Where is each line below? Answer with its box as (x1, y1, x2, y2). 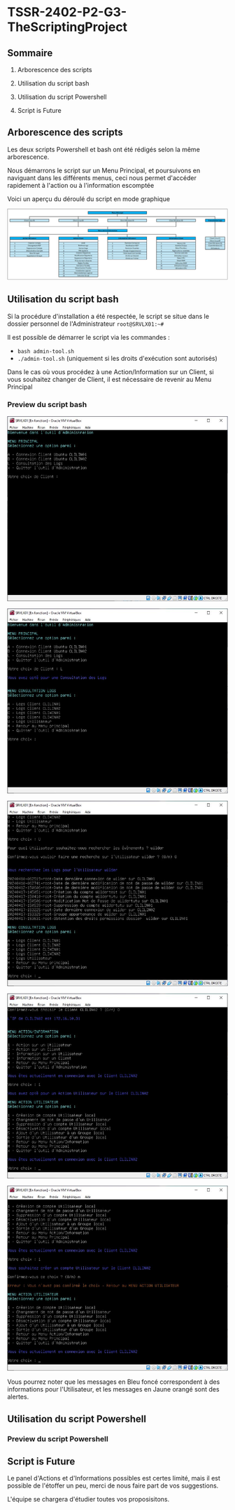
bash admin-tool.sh (17, 348, 75, 355)
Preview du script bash (7, 400, 87, 410)
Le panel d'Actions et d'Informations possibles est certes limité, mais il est (7, 1474, 220, 1483)
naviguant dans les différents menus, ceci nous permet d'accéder (7, 173, 197, 182)
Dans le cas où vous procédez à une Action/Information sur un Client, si (7, 367, 215, 376)
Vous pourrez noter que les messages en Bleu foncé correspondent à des (7, 1378, 220, 1386)
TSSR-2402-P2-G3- (7, 4, 127, 20)
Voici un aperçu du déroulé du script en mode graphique (7, 194, 170, 203)
